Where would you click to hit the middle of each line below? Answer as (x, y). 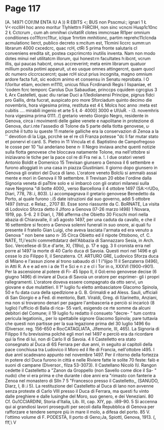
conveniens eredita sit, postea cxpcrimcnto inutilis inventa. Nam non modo (80, 53)
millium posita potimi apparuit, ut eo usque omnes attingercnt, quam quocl (80, 68)
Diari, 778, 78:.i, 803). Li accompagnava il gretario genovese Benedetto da (80, 193)
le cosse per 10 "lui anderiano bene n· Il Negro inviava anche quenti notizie (80, 147)
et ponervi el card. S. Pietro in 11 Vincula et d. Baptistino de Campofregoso (80, 141)
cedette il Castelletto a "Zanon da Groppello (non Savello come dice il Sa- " (81, 370)
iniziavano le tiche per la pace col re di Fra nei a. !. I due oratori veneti (75, 157)
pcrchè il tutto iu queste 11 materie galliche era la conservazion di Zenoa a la (82, 131)
